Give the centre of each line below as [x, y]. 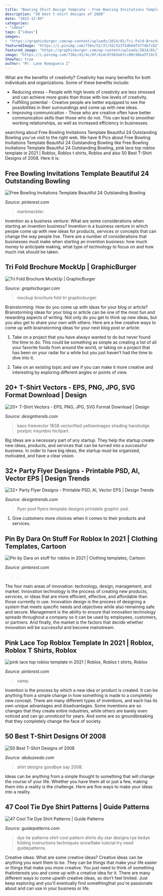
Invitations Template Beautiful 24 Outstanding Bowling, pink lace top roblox [80, 148]
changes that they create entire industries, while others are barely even [76, 711]
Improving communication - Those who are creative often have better [81, 113]
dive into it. [23, 358]
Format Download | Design [46, 395]
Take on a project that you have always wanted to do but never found [81, 337]
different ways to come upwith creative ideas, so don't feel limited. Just [76, 878]
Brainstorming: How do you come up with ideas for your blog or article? [76, 307]
